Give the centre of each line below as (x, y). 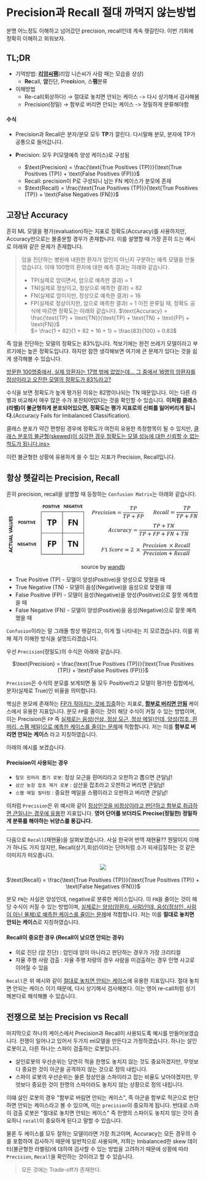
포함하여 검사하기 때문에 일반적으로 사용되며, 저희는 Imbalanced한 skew (99, 1141)
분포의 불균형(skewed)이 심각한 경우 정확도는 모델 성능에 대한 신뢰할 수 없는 (109, 436)
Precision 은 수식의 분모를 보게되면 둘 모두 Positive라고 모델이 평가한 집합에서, (101, 683)
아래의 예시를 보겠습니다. (36, 747)
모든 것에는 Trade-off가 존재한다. (61, 1169)
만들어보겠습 (184, 1033)
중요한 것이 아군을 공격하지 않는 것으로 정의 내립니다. (85, 1069)
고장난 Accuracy (37, 215)
